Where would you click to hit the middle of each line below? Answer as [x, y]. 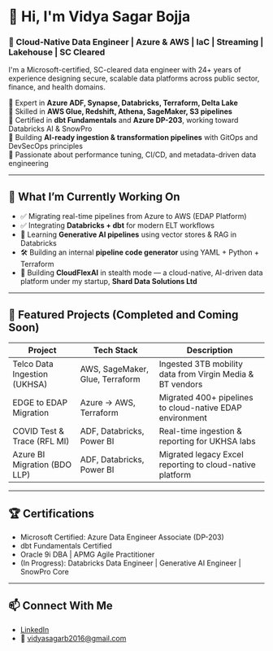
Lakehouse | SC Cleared [57, 52]
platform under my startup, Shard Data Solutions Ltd [108, 282]
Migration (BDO [42, 465]
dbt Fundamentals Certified [66, 545]
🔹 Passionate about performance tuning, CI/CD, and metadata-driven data [132, 155]
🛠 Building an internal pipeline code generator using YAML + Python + [140, 252]
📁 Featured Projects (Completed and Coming [123, 315]
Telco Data [33, 364]
